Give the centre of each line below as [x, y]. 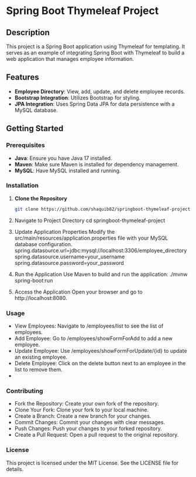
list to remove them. [38, 369]
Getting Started [35, 129]
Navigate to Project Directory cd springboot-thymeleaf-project [90, 220]
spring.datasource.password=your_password [69, 263]
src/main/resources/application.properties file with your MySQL [91, 238]
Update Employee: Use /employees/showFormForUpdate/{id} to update [101, 350]
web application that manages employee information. [70, 59]
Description [28, 33]
